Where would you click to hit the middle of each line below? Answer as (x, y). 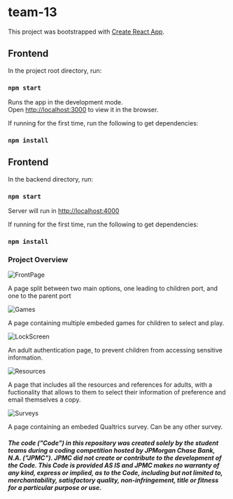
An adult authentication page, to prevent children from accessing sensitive (115, 350)
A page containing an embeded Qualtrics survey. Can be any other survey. (115, 427)
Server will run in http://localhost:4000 (64, 211)
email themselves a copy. (44, 399)
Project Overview (38, 259)
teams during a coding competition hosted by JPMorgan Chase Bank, (112, 450)
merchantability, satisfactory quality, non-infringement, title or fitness (113, 480)
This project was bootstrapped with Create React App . (86, 32)
